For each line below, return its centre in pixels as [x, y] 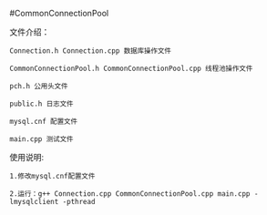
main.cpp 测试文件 [41, 139]
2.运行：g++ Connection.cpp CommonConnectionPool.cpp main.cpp [130, 194]
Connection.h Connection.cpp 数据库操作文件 [90, 51]
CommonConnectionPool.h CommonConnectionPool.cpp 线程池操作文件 [131, 68]
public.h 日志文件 [41, 104]
